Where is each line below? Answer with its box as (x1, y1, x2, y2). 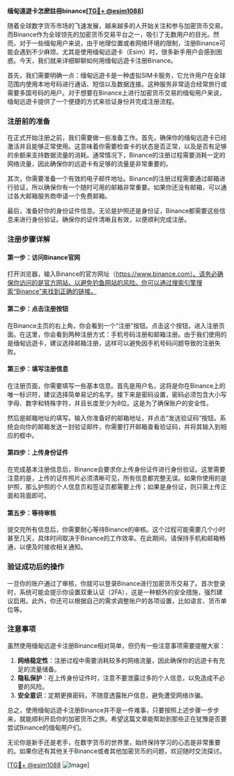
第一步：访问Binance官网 (7, 253, 81, 261)
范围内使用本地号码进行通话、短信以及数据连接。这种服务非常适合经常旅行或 (7, 80, 227, 88)
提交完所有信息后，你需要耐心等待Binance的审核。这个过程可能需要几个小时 (7, 525, 226, 534)
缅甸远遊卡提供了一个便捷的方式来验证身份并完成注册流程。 (7, 98, 178, 105)
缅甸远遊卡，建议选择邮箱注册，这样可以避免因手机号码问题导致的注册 (13, 339, 214, 347)
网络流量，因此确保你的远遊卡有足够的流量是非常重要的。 (7, 160, 172, 168)
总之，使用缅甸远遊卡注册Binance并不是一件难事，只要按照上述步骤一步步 (7, 706, 220, 714)
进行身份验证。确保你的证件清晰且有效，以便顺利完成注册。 (19, 215, 190, 224)
